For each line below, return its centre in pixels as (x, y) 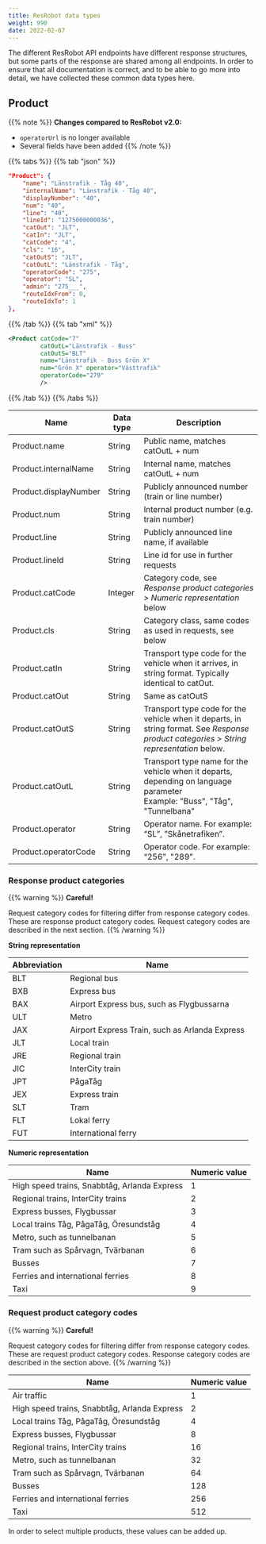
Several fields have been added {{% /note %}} (95, 146)
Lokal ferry (90, 1120)
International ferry (103, 1134)
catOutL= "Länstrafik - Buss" (88, 346)
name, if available (176, 542)
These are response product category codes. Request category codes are (129, 922)
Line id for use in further (188, 555)
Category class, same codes (196, 620)
